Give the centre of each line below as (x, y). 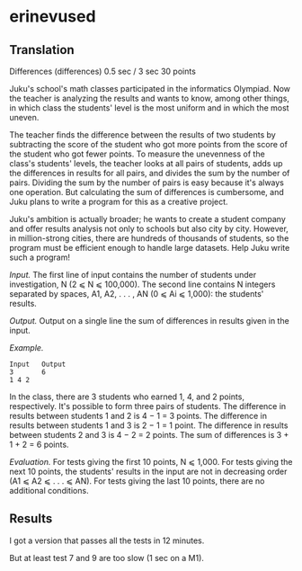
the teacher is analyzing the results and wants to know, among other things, (150, 98)
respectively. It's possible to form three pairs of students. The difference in (148, 406)
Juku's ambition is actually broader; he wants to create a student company (147, 219)
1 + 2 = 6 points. (39, 444)
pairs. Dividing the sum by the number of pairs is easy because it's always (147, 183)
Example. (27, 348)
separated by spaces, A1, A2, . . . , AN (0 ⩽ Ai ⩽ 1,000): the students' (137, 294)
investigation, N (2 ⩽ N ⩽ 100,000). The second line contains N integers (142, 284)
